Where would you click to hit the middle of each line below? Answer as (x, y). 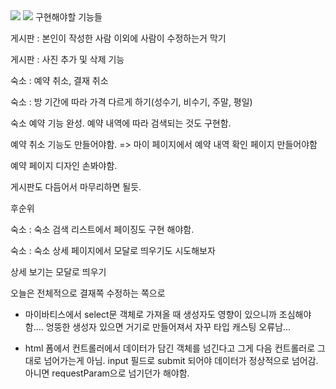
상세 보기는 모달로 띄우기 (58, 272)
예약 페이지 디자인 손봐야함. (64, 165)
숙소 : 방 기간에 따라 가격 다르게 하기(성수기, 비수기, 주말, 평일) (131, 102)
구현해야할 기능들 (68, 17)
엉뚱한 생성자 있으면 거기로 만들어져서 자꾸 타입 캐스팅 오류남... (168, 327)
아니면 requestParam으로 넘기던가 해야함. (107, 373)
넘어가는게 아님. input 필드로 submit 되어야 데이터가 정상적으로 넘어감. (181, 360)
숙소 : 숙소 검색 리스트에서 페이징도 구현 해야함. (102, 229)
